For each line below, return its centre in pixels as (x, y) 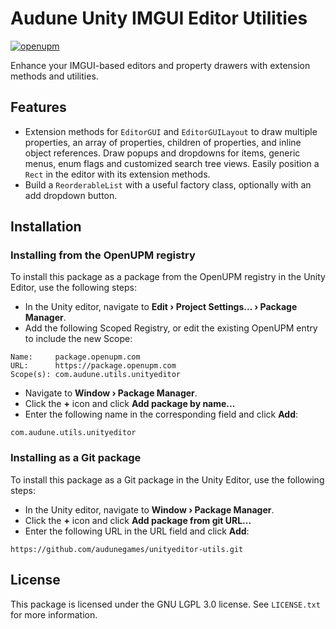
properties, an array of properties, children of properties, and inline (163, 142)
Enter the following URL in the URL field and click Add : (137, 531)
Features (38, 107)
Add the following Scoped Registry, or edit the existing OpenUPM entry (171, 328)
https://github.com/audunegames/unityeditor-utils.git (127, 549)
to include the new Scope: (78, 339)
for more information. (54, 614)
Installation (46, 227)
